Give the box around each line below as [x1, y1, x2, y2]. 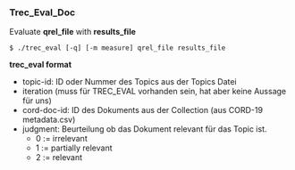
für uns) [21, 95, 52, 106]
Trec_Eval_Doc [9, 6, 76, 19]
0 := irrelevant [35, 134, 88, 144]
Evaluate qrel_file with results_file [9, 27, 137, 37]
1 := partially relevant [35, 142, 113, 153]
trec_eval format [9, 60, 72, 70]
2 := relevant [35, 152, 83, 163]
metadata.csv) [21, 114, 76, 125]
